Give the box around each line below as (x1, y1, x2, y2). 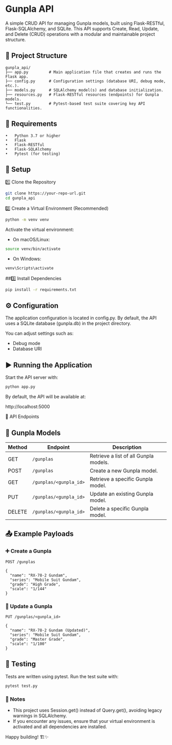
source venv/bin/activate (5, 246, 60, 251)
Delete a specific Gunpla (89, 505, 149, 512)
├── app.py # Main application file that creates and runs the (5, 69, 161, 75)
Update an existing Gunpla (89, 490, 154, 497)
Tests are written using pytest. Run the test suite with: (5, 673, 119, 679)
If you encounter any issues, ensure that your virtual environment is (12, 718, 155, 724)
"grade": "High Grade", (10, 582, 60, 587)
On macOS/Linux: (12, 237, 50, 242)
